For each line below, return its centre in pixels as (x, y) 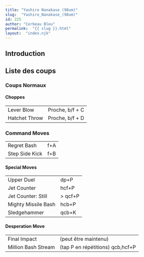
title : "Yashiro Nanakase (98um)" (42, 10)
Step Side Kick (25, 154)
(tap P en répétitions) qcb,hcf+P (98, 247)
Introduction (25, 54)
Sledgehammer (26, 213)
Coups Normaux (26, 85)
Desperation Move (25, 226)
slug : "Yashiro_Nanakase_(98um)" (42, 15)
